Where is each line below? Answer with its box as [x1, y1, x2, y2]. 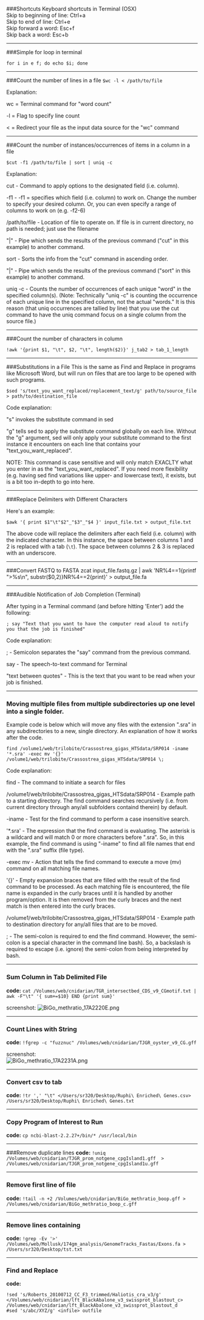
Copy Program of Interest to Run [6, 1118, 103, 1126]
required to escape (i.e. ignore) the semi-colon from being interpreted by [6, 946, 189, 953]
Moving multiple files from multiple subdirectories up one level [6, 700, 195, 708]
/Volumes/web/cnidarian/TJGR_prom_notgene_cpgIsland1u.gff [6, 1161, 159, 1167]
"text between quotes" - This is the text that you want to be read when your [6, 672, 195, 679]
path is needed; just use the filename [6, 225, 99, 232]
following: [6, 609, 31, 616]
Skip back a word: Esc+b [6, 31, 69, 38]
